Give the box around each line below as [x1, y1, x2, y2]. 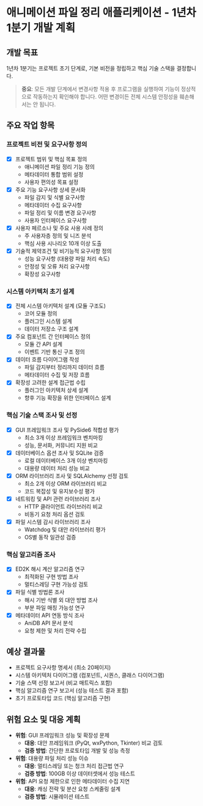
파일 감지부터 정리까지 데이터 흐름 [24, 363, 105, 371]
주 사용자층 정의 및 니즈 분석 [24, 232, 92, 239]
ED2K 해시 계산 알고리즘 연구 [15, 565, 85, 573]
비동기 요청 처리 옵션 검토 [24, 511, 86, 518]
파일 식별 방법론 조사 [15, 588, 65, 596]
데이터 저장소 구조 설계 [24, 325, 79, 333]
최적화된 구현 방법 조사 [24, 573, 79, 580]
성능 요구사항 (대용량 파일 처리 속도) [24, 255, 110, 262]
